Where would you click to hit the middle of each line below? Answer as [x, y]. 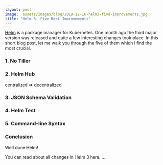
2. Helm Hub [20, 74]
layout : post [18, 10]
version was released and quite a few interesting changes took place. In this [81, 38]
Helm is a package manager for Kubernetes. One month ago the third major [81, 33]
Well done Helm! [22, 147]
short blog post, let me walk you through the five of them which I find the [79, 43]
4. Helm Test [20, 111]
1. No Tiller [18, 61]
